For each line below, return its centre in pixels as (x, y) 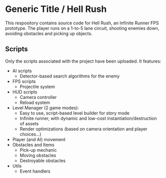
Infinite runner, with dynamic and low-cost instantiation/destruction (88, 118)
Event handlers (35, 171)
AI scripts (22, 71)
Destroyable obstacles (43, 161)
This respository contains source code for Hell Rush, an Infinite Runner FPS (82, 23)
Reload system (35, 102)
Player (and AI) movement (39, 139)
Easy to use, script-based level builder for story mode (75, 113)
